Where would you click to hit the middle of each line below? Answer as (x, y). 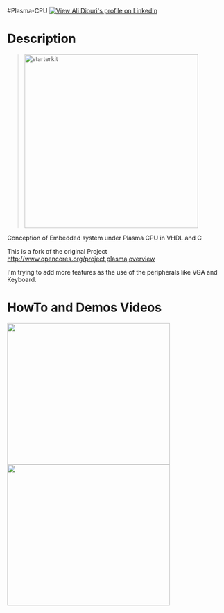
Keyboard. (22, 279)
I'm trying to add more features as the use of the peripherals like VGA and (112, 272)
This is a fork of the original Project (57, 251)
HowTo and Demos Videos (84, 308)
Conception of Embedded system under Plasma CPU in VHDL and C (105, 238)
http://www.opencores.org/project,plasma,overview (81, 259)
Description (42, 39)
